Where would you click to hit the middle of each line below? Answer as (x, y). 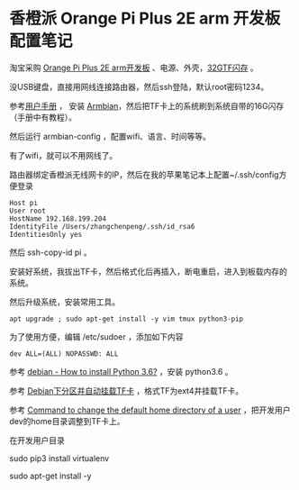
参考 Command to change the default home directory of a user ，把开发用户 (150, 410)
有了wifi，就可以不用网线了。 (63, 155)
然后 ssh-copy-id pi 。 (50, 252)
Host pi (24, 203)
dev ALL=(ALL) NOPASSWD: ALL (64, 354)
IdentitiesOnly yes (46, 234)
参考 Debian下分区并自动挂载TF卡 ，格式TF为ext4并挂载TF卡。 (127, 390)
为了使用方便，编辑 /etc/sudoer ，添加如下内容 (96, 336)
